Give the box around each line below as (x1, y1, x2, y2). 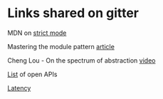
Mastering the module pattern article (7, 42, 115, 51)
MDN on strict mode (7, 28, 67, 37)
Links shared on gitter (7, 5, 139, 21)
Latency (7, 83, 31, 92)
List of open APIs (7, 70, 58, 78)
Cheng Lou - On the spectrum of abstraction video (7, 56, 156, 65)
